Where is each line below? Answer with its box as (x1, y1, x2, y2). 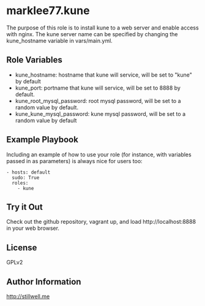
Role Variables (6, 55, 62, 65)
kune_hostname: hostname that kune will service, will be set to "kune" (15, 71, 193, 78)
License (6, 242, 37, 253)
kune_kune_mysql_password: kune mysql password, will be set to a (15, 110, 185, 117)
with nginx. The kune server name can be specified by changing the (6, 30, 178, 37)
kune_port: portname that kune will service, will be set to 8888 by (15, 84, 181, 91)
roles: (12, 180, 29, 186)
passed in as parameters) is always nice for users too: (6, 157, 143, 164)
